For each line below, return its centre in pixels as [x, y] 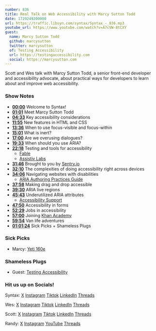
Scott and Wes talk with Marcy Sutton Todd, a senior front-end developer [78, 73]
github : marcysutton [30, 41]
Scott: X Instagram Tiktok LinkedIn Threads [48, 314]
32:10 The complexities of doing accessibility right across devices [78, 169]
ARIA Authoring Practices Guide [51, 179]
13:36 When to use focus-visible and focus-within [62, 128]
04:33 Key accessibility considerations [51, 117]
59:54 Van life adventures [38, 221]
